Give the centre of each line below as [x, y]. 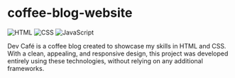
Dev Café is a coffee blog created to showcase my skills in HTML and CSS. [117, 46]
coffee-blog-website [70, 13]
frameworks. [26, 68]
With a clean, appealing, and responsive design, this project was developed [118, 53]
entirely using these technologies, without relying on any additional [105, 60]
